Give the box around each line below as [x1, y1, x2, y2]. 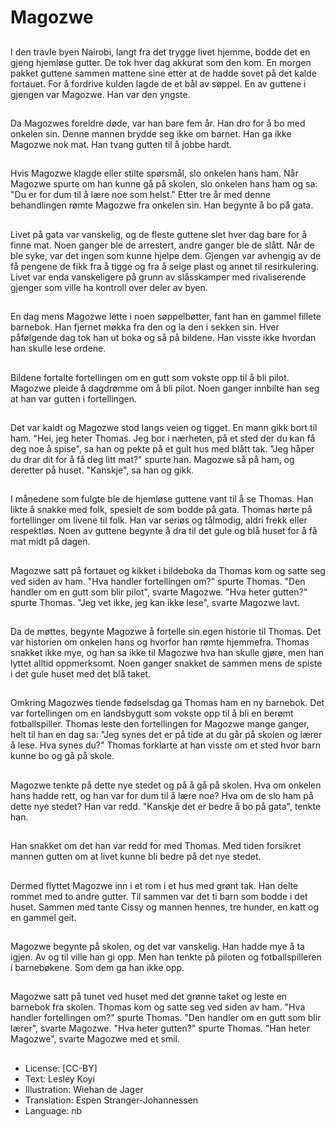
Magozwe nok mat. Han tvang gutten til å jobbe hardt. [10, 138, 233, 150]
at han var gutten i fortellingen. [10, 392, 137, 405]
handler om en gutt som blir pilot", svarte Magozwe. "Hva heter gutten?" [10, 586, 308, 598]
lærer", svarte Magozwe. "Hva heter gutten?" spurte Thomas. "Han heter [10, 1022, 311, 1035]
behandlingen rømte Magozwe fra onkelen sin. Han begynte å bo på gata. [10, 199, 314, 211]
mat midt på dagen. [10, 536, 91, 548]
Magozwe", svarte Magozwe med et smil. [10, 1033, 181, 1045]
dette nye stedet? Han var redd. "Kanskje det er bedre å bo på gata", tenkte [10, 800, 322, 812]
